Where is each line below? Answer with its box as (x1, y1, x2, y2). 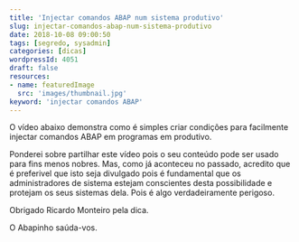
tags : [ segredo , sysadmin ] (9, 38, 111, 48)
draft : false (9, 64, 59, 73)
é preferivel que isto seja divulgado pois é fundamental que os (9, 168, 242, 179)
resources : (9, 72, 51, 81)
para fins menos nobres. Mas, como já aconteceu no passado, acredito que (9, 159, 291, 170)
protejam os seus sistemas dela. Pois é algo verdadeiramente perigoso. (9, 187, 276, 199)
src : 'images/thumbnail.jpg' (17, 88, 127, 98)
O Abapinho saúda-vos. (9, 222, 98, 233)
